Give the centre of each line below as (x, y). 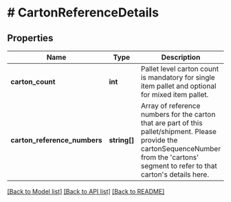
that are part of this (172, 123)
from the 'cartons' (170, 157)
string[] (122, 140)
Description (181, 57)
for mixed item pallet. (175, 94)
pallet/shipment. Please (178, 132)
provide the (159, 140)
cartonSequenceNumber (181, 149)
